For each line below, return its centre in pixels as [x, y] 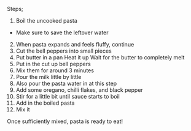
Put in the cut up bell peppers [53, 64]
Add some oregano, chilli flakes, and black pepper [79, 90]
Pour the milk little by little [49, 77]
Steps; [15, 9]
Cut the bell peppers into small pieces [64, 51]
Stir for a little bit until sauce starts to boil [68, 96]
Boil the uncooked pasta [46, 21]
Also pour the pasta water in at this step [66, 83]
